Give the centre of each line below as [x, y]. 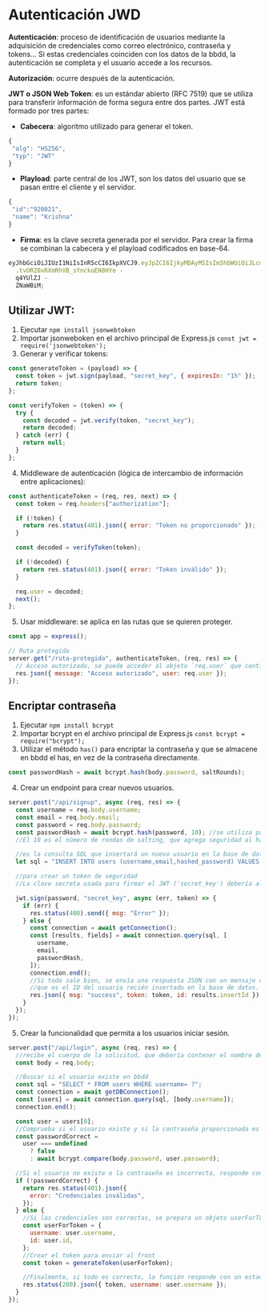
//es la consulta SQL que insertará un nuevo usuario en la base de [132, 854]
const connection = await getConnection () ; [103, 928]
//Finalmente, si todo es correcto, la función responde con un [132, 1277]
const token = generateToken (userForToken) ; [98, 1263]
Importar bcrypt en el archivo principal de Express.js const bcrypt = [132, 734]
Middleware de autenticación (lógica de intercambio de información [131, 473]
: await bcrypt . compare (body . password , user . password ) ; [124, 1159]
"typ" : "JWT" [34, 156]
